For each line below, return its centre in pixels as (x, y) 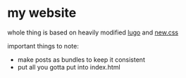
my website (42, 13)
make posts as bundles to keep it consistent (81, 59)
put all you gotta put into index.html (69, 67)
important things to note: (43, 46)
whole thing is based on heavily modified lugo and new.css (93, 32)
